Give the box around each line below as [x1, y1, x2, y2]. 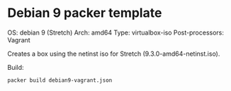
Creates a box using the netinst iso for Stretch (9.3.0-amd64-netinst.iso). [7, 49, 220, 58]
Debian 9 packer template [7, 5, 162, 21]
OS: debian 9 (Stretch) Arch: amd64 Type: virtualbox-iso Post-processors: [7, 28, 225, 37]
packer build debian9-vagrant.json [7, 76, 113, 84]
